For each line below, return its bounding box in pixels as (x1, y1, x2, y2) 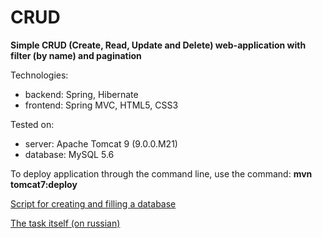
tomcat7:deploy (10, 178, 78, 190)
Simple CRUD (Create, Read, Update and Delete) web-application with (10, 39, 307, 51)
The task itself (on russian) (10, 217, 121, 229)
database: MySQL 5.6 (24, 148, 115, 160)
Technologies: (10, 69, 69, 81)
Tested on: (10, 118, 55, 130)
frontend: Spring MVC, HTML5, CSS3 (24, 99, 179, 111)
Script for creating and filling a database (10, 197, 177, 210)
